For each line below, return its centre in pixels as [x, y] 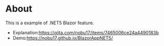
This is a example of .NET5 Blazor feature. [50, 23]
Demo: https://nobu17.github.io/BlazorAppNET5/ [63, 38]
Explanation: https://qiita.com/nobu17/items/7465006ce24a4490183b [86, 32]
